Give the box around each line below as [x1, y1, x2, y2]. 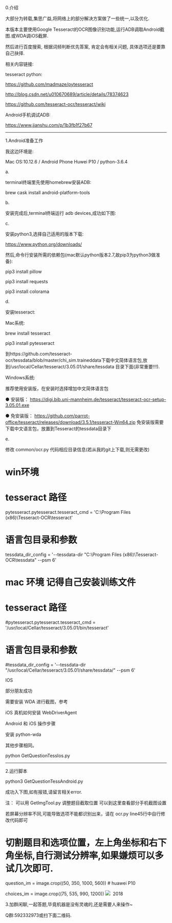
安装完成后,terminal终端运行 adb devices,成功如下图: [5, 210, 116, 216]
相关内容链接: [5, 61, 34, 67]
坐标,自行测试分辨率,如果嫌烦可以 [14, 850, 155, 862]
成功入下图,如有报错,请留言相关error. [5, 789, 82, 795]
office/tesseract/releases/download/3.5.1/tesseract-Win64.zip [5, 419, 136, 425]
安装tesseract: [5, 309, 36, 315]
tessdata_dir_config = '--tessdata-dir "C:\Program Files [5, 551, 122, 558]
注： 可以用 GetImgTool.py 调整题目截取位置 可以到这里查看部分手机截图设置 [5, 800, 167, 806]
